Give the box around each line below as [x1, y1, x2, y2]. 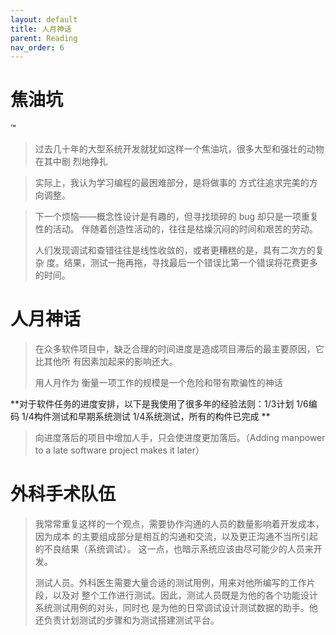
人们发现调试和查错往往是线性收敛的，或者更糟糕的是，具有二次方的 [34, 244, 316, 256]
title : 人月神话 [10, 24, 72, 34]
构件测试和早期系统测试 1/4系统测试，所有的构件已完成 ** [33, 411, 271, 423]
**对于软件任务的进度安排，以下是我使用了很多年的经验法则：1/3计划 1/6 [10, 398, 309, 410]
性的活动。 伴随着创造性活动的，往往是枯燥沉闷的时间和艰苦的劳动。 [34, 223, 318, 235]
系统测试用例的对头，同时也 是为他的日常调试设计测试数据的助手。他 [34, 602, 318, 614]
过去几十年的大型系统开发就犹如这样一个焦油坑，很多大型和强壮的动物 [34, 143, 325, 155]
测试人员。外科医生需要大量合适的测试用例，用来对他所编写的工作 [34, 577, 307, 589]
